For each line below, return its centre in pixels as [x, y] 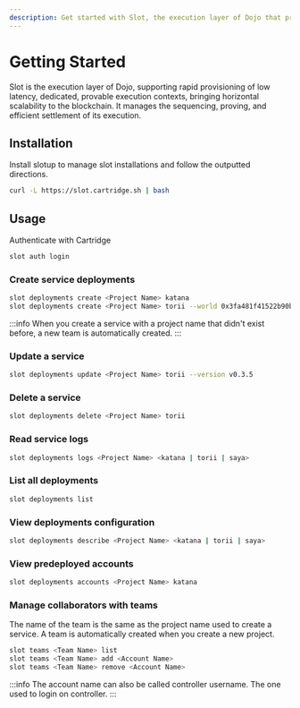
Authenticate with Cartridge [60, 240]
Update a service [47, 356]
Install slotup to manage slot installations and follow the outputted [130, 165]
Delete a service [45, 397]
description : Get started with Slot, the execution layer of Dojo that [145, 17]
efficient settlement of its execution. [75, 115]
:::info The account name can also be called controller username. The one [145, 684]
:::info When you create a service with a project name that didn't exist [137, 323]
